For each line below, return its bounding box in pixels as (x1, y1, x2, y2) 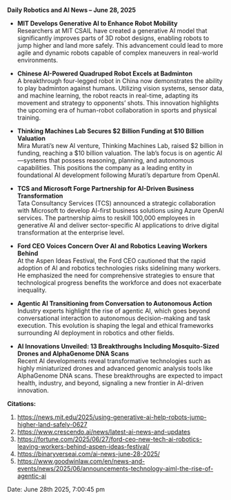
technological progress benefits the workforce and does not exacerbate (17, 279, 222, 286)
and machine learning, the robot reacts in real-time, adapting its (17, 91, 199, 100)
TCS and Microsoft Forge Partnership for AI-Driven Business (17, 185, 194, 192)
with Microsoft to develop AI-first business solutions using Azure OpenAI (17, 207, 224, 214)
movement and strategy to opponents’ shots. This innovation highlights (17, 99, 219, 107)
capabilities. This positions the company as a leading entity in (17, 164, 192, 172)
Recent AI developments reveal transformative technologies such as (17, 357, 211, 365)
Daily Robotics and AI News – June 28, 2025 (7, 6, 137, 14)
